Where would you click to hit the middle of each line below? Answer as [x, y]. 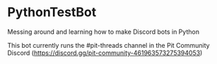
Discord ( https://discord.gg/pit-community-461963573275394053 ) [105, 53]
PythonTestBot [52, 12]
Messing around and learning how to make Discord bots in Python [104, 32]
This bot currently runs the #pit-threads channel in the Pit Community [108, 45]
